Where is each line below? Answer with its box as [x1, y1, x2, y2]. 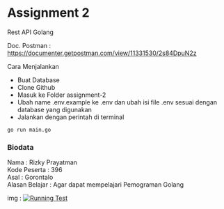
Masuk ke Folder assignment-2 [17, 91, 106, 99]
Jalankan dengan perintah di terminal [17, 113, 125, 121]
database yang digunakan [17, 105, 93, 114]
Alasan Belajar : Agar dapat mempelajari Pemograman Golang [7, 180, 184, 189]
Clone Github [17, 83, 56, 91]
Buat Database [17, 75, 61, 84]
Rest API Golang [7, 28, 54, 36]
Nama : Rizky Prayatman [7, 158, 78, 167]
